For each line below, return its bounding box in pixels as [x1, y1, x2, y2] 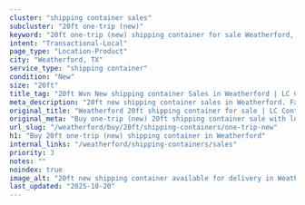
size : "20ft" [9, 81, 59, 90]
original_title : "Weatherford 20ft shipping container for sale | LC [9, 106, 279, 115]
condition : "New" [9, 73, 75, 82]
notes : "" [9, 156, 47, 166]
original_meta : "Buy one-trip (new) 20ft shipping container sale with [9, 114, 286, 123]
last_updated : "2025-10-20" [9, 182, 116, 191]
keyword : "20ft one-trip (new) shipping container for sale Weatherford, [9, 30, 295, 39]
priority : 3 [9, 148, 54, 157]
